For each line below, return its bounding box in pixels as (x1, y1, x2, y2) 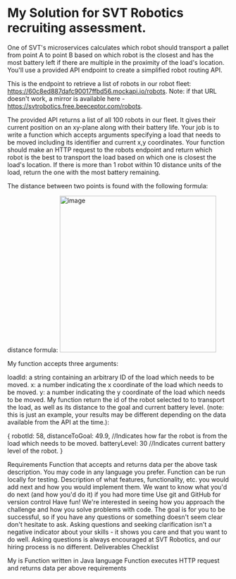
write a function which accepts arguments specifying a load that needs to (7, 130, 221, 139)
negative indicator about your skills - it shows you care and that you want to (7, 528, 228, 536)
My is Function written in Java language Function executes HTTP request (7, 556, 220, 565)
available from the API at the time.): (7, 418, 109, 426)
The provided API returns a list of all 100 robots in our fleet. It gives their (7, 115, 216, 124)
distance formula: (7, 346, 58, 354)
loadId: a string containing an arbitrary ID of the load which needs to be (7, 372, 215, 382)
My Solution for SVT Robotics (7, 5, 184, 21)
